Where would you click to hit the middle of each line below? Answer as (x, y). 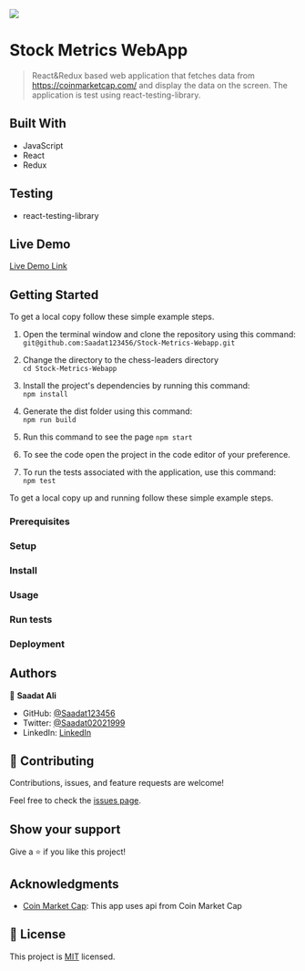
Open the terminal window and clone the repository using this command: (159, 335)
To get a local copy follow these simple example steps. (112, 317)
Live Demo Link (39, 266)
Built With (38, 124)
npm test (39, 481)
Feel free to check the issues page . (75, 801)
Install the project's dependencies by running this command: (136, 386)
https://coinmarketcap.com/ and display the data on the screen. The (160, 85)
